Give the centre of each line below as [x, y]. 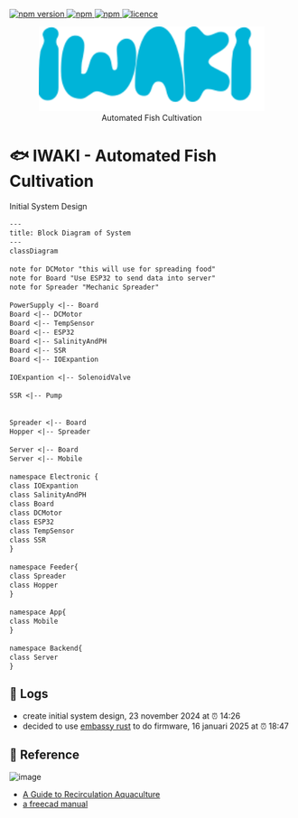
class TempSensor [42, 531]
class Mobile [34, 621]
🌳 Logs [29, 694]
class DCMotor [36, 513]
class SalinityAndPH [48, 495]
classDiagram [34, 251]
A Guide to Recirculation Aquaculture [91, 794]
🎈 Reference [44, 755]
